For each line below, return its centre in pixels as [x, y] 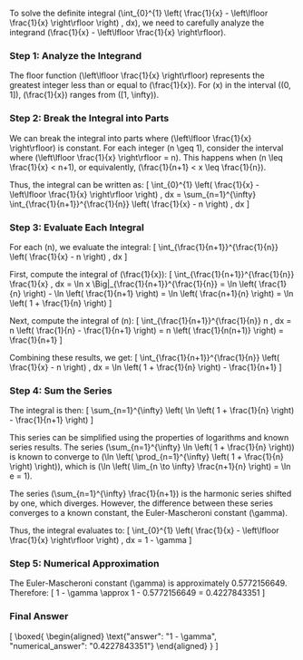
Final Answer [39, 616]
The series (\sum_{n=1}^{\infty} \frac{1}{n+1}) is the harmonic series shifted [151, 494]
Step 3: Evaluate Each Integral [77, 228]
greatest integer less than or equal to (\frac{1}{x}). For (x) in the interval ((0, [151, 85]
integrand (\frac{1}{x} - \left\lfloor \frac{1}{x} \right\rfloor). [118, 32]
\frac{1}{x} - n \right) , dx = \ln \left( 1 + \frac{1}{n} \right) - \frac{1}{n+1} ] [146, 367]
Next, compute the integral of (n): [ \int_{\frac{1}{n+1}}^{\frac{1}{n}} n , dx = [151, 320]
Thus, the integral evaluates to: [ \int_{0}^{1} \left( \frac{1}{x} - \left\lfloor [144, 530]
